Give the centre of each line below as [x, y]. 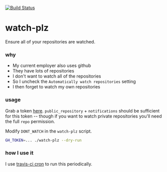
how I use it [19, 153]
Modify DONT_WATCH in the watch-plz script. [48, 131]
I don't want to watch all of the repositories [57, 76]
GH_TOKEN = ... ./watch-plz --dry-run [43, 140]
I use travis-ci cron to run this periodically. [49, 164]
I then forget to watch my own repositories [56, 87]
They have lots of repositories [43, 71]
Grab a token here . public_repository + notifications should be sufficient [82, 110]
